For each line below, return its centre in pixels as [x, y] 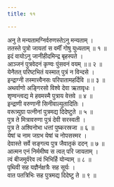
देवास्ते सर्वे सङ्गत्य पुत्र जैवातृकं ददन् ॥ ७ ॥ [56, 143]
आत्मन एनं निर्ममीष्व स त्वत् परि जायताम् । [53, 151]
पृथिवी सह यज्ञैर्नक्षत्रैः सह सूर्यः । [41, 167]
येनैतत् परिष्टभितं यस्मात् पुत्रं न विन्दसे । [51, 72]
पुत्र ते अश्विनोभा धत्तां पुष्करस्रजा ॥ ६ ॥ [51, 127]
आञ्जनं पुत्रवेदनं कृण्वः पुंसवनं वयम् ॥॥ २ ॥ [55, 64]
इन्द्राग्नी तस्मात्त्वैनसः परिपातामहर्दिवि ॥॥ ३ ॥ [56, 80]
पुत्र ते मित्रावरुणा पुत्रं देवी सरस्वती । [46, 119]
